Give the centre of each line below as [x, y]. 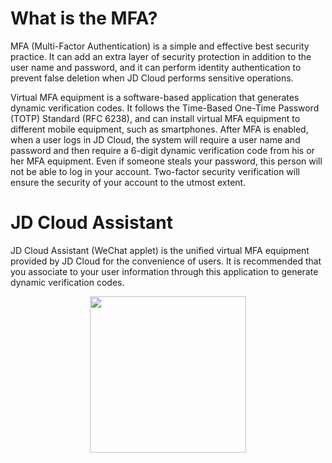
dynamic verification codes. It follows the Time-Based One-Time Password [165, 108]
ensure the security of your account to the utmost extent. [128, 182]
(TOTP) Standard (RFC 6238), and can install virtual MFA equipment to [155, 118]
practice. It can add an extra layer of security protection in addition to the [161, 56]
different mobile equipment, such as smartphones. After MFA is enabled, [159, 129]
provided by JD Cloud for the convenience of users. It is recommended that [166, 261]
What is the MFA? [84, 18]
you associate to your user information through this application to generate [164, 271]
